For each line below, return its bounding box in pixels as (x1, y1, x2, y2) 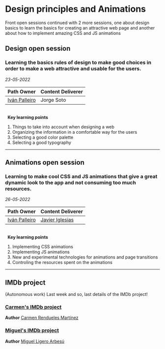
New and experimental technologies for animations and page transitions (12, 254, 158, 260)
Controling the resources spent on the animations (12, 260, 113, 265)
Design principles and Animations (5, 3, 146, 15)
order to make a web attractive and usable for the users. (5, 65, 141, 72)
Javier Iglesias (40, 216, 74, 223)
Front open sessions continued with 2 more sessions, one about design (5, 20, 150, 26)
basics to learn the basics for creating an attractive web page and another (5, 25, 155, 30)
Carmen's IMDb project (5, 304, 62, 311)
